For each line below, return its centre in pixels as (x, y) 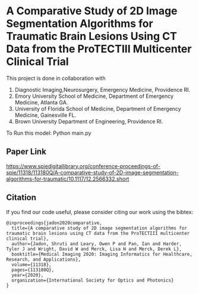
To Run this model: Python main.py (49, 133)
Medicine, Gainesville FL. (45, 115)
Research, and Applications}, (44, 259)
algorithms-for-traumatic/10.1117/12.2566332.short (68, 179)
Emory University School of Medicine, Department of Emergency (94, 96)
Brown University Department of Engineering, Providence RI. (89, 121)
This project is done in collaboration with (56, 78)
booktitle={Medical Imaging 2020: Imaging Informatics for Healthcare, (102, 254)
